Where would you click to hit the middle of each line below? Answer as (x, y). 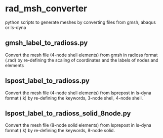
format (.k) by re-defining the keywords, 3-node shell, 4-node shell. (74, 98)
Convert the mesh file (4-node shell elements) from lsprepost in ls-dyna (78, 93)
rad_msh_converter (46, 9)
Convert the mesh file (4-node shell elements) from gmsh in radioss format (81, 55)
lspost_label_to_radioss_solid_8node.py (68, 113)
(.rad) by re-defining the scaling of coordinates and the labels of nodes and (82, 60)
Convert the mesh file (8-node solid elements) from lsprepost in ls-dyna (78, 125)
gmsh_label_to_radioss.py (46, 43)
